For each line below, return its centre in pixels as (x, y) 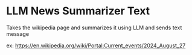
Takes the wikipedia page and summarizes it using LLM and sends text (94, 27)
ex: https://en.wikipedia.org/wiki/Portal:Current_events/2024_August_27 (96, 45)
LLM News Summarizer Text (78, 11)
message (18, 33)
